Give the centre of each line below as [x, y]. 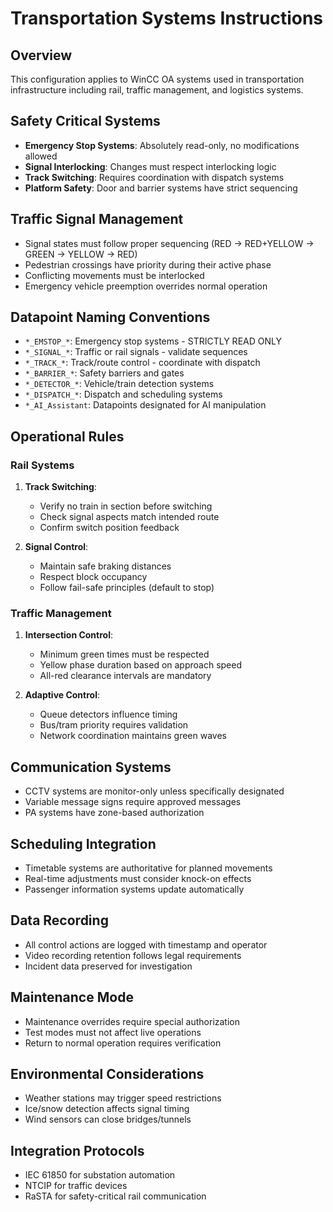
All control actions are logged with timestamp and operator [146, 944]
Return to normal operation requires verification [123, 1043]
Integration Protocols [77, 1150]
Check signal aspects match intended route [129, 517]
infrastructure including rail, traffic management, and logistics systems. [157, 90]
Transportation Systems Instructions [167, 18]
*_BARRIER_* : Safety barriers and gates [104, 373]
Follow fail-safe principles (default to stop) [127, 588]
